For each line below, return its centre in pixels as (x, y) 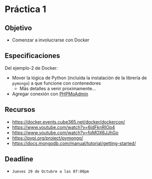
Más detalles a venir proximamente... (58, 88)
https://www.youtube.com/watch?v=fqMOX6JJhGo (65, 133)
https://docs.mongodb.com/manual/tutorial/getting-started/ (74, 143)
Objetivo (18, 28)
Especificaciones (32, 56)
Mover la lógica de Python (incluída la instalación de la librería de (79, 78)
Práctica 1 (25, 9)
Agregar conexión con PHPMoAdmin (50, 94)
